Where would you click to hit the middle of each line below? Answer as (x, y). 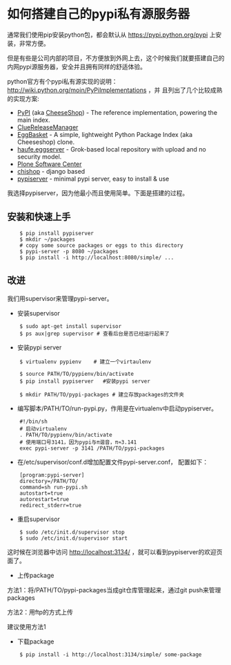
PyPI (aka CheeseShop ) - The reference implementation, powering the (117, 112)
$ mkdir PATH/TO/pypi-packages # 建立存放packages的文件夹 (102, 394)
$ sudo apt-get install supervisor (71, 326)
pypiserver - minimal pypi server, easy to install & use (93, 179)
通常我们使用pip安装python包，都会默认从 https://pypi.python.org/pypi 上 (111, 35)
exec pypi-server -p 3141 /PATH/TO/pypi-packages (92, 448)
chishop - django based (51, 171)
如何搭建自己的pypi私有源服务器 (99, 14)
